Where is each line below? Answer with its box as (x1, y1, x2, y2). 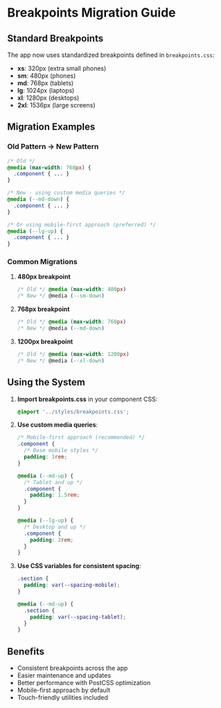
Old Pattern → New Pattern (7, 142, 99, 152)
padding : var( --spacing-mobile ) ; (24, 582, 121, 589)
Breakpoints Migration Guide (7, 5, 176, 21)
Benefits (7, 646, 45, 657)
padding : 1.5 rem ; (30, 492, 80, 499)
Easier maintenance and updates (17, 671, 112, 680)
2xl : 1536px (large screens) (17, 101, 96, 109)
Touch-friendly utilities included (17, 693, 109, 702)
